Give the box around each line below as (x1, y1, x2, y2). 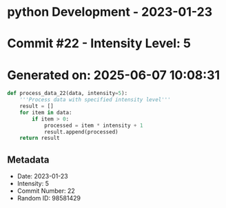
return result (19, 135, 60, 142)
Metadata (7, 154, 50, 165)
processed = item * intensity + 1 (43, 122, 143, 129)
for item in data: (19, 109, 72, 116)
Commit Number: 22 (17, 187, 75, 195)
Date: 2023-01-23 (17, 172, 69, 180)
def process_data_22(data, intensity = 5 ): (7, 90, 128, 97)
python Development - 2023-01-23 (7, 4, 212, 20)
